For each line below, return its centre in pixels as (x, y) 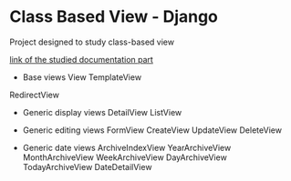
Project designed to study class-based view (92, 42)
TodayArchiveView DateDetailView (87, 166)
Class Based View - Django (114, 17)
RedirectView (34, 95)
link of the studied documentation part (81, 59)
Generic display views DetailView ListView (102, 112)
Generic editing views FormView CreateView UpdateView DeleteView (152, 130)
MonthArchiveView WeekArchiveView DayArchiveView (125, 157)
